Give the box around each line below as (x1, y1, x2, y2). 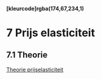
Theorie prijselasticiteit (6, 66, 64, 73)
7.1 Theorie (6, 50, 48, 60)
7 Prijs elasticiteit (6, 26, 96, 39)
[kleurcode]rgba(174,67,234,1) (6, 5, 84, 12)
